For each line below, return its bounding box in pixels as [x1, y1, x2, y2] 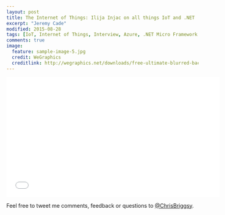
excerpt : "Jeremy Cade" [6, 20, 67, 26]
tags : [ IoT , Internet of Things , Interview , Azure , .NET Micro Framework [6, 32, 198, 38]
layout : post [6, 9, 40, 15]
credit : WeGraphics [12, 54, 62, 60]
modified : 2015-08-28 [6, 26, 62, 32]
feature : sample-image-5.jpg [12, 49, 86, 55]
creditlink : [12, 60, 43, 66]
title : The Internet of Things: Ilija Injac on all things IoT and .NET [6, 15, 195, 21]
